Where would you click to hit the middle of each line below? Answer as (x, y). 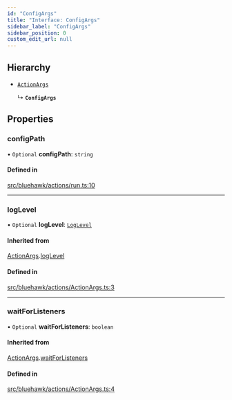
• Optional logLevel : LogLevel (49, 225)
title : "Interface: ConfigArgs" (54, 20)
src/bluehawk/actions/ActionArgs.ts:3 (61, 287)
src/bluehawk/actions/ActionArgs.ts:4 (61, 389)
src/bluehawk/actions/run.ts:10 (51, 185)
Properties (30, 119)
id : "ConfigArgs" (32, 13)
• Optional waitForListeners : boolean (60, 327)
